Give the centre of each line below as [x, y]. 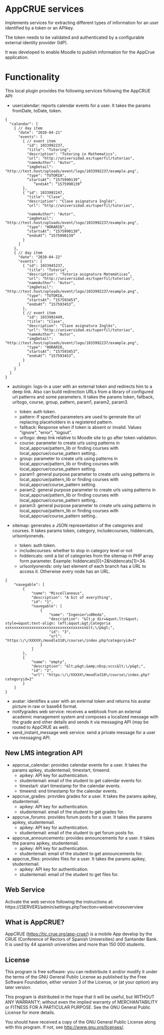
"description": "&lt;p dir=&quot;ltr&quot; [94, 619]
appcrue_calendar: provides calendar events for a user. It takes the [80, 765]
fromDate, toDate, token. [37, 110]
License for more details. [30, 1012]
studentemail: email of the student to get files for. [69, 874]
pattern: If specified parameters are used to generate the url [80, 417]
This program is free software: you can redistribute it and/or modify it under [81, 972]
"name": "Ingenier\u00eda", [77, 614]
